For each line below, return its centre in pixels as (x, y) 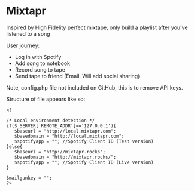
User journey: (23, 45)
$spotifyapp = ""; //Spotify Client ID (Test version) (84, 141)
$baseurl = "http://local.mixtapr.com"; (65, 131)
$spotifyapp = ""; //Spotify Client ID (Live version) (84, 162)
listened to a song (28, 33)
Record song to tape (40, 69)
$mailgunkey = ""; (29, 178)
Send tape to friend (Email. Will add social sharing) (77, 76)
